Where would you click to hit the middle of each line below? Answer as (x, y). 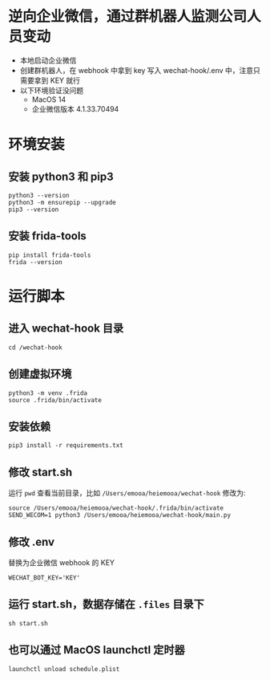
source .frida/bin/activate (55, 400)
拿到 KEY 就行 (57, 80)
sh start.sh (28, 623)
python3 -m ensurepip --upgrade (62, 202)
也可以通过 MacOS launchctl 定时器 (97, 650)
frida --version (35, 262)
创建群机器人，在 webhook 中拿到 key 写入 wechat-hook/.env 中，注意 (137, 70)
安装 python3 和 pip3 (61, 176)
